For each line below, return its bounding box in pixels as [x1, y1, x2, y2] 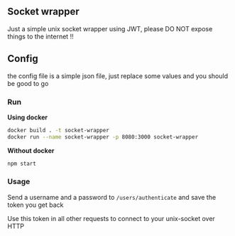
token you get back [7, 200, 64, 209]
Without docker [7, 146, 55, 155]
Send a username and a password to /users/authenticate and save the [7, 193, 217, 201]
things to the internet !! [7, 32, 74, 41]
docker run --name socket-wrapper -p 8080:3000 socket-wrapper [7, 133, 199, 141]
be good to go [7, 79, 49, 87]
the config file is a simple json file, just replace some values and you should [7, 71, 229, 80]
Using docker [7, 113, 48, 122]
